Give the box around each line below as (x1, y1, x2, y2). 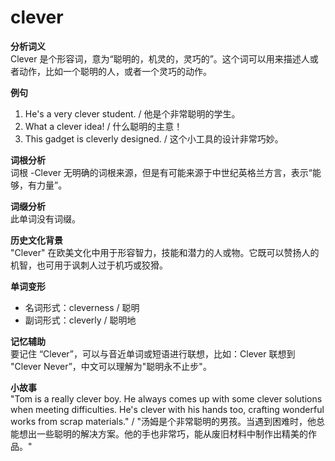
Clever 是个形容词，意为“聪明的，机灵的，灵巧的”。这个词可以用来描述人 (10, 52, 310, 65)
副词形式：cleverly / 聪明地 (24, 314, 137, 326)
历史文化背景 (10, 234, 63, 246)
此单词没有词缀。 (10, 212, 81, 225)
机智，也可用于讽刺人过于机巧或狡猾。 (10, 259, 168, 271)
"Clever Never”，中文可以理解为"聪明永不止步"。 (10, 360, 212, 372)
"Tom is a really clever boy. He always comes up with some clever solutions (10, 392, 323, 405)
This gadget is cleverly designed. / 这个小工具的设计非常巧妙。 (24, 132, 284, 145)
